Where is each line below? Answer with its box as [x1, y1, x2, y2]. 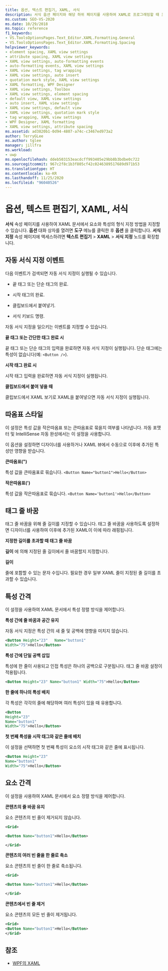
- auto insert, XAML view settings [5, 101, 79, 106]
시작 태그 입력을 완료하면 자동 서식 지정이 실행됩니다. [5, 372, 108, 378]
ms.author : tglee [5, 138, 41, 143]
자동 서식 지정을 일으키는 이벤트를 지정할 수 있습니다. [5, 324, 108, 330]
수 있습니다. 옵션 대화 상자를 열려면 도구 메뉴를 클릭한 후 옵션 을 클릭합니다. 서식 [5, 227, 161, 233]
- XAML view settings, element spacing [5, 91, 88, 96]
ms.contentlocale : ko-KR [5, 171, 57, 176]
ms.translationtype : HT [5, 166, 55, 171]
